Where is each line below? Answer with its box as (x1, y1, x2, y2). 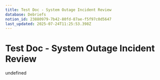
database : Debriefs (5, 12, 46, 17)
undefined (5, 70, 27, 76)
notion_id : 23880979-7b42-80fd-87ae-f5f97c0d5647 (5, 16, 112, 21)
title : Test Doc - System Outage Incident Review (5, 7, 112, 12)
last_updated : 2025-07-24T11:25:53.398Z (5, 21, 92, 26)
